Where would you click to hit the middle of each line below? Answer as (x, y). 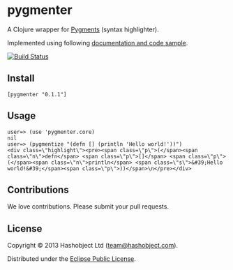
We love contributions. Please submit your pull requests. (88, 207)
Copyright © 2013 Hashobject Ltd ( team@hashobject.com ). (93, 246)
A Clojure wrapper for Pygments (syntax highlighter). (83, 29)
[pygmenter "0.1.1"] (37, 94)
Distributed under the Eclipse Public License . (72, 259)
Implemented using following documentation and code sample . (98, 43)
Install (21, 78)
